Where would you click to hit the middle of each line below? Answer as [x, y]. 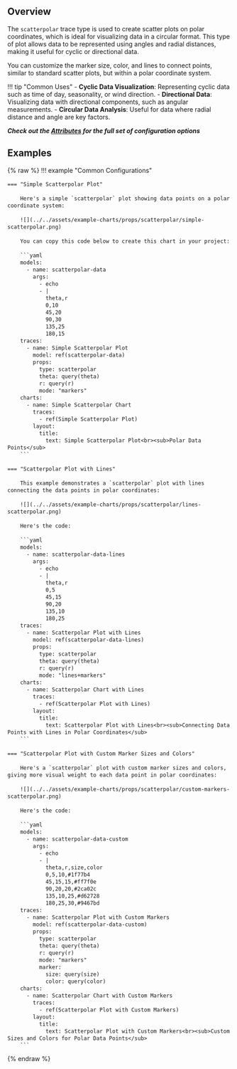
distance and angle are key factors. [59, 117]
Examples [29, 153]
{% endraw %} [29, 1058]
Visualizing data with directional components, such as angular [98, 102]
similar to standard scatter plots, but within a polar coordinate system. [109, 73]
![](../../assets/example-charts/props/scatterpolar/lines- [111, 505]
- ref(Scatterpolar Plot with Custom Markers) [109, 1010]
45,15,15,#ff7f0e [71, 882]
